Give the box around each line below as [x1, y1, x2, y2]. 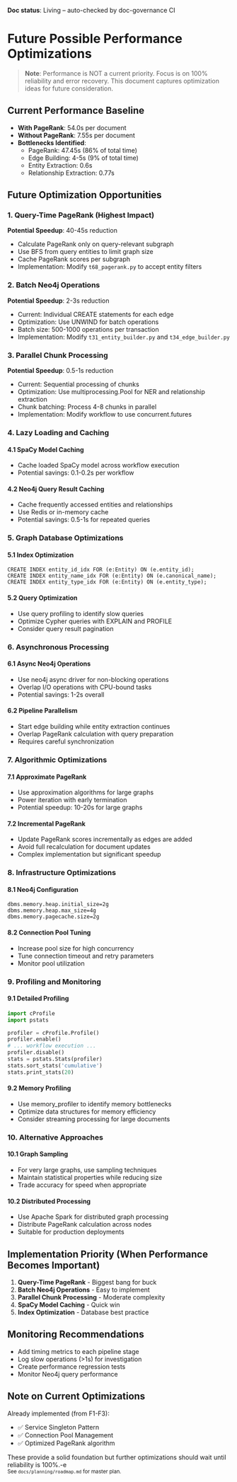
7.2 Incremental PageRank [7, 819, 86, 828]
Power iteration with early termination [17, 796, 127, 804]
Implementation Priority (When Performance [7, 1248, 209, 1260]
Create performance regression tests [17, 1362, 126, 1371]
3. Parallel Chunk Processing [7, 350, 108, 360]
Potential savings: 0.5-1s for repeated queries [17, 516, 151, 524]
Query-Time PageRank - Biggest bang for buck [17, 1278, 157, 1287]
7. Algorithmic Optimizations [7, 755, 108, 765]
